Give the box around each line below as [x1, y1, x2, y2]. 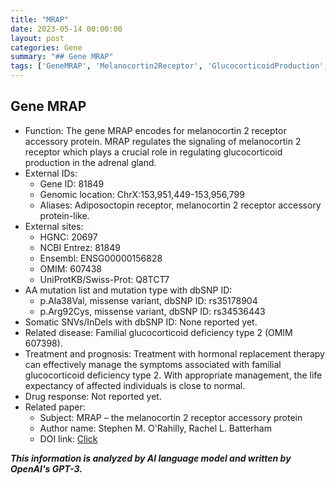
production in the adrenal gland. [24, 156, 157, 168]
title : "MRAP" [10, 14, 70, 25]
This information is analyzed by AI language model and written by [10, 452, 292, 464]
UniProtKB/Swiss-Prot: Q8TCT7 [39, 273, 170, 285]
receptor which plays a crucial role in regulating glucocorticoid [24, 146, 283, 158]
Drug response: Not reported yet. [24, 390, 162, 402]
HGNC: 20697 [39, 231, 98, 243]
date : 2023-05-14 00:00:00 [10, 24, 123, 34]
